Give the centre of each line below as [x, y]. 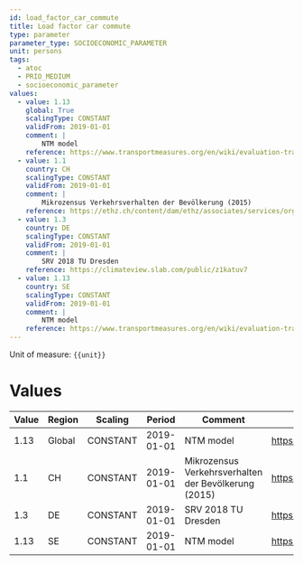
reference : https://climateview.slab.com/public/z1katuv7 [137, 270]
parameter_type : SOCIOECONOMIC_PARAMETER [88, 43]
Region [64, 419]
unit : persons [36, 52]
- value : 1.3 [42, 219]
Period [161, 419]
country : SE [48, 287]
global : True [50, 110]
